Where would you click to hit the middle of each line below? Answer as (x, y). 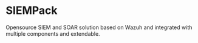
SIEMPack (32, 11)
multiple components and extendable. (53, 33)
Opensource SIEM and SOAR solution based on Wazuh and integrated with (99, 27)
